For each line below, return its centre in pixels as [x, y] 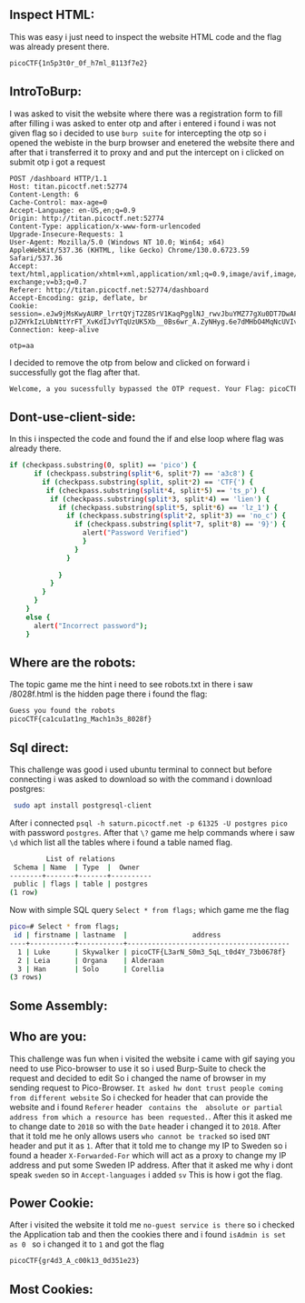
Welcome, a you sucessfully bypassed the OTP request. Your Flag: [138, 389]
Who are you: [48, 1037]
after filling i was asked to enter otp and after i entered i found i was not [143, 123]
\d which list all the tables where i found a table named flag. [121, 842]
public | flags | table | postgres [80, 884]
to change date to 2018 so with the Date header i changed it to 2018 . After [145, 1126]
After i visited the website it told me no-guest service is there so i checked [152, 1225]
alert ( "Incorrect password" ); [90, 626]
